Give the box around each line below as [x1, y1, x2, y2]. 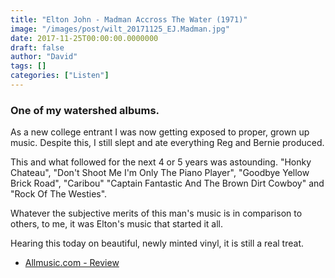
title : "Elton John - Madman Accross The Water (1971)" [10, 14, 248, 25]
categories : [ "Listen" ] [10, 71, 110, 81]
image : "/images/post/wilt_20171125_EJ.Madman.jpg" [10, 24, 230, 34]
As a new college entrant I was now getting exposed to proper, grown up [10, 126, 310, 138]
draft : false [10, 42, 65, 53]
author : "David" [10, 52, 78, 62]
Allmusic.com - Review [24, 257, 120, 269]
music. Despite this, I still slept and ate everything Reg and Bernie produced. [10, 137, 325, 149]
